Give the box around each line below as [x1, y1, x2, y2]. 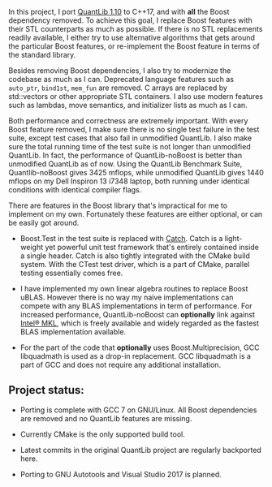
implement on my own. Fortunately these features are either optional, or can [8, 209, 263, 218]
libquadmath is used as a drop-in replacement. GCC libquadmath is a [19, 351, 252, 360]
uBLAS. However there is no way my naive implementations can [19, 292, 234, 302]
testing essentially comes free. [19, 268, 123, 278]
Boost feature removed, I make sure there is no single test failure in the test [8, 125, 260, 134]
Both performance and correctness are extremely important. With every [8, 116, 248, 125]
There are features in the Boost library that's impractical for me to [8, 200, 228, 210]
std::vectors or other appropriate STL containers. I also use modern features [8, 92, 264, 101]
